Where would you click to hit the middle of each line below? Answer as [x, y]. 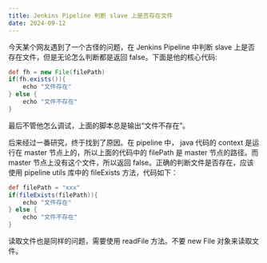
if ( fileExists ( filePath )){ [53, 195]
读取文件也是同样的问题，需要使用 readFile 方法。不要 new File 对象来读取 [130, 241]
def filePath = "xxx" [44, 187]
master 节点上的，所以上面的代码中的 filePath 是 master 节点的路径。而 [141, 152]
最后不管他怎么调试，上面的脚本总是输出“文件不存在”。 [99, 126]
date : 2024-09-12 [37, 23]
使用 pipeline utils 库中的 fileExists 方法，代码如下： [93, 172]
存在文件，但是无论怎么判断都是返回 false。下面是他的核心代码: [113, 57]
